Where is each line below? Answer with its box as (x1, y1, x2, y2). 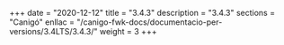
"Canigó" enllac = (9, 17, 75, 27)
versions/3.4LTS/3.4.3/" (9, 26, 98, 36)
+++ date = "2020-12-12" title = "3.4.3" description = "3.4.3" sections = (9, 8, 276, 18)
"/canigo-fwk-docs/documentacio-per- (75, 17, 223, 27)
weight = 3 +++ (99, 26, 157, 36)
